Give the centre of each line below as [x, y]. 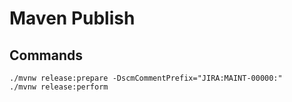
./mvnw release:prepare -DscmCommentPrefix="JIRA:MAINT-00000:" [146, 78]
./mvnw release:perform [59, 87]
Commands [46, 55]
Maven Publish [72, 18]
